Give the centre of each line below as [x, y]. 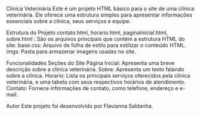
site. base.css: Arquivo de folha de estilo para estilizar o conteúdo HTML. [96, 45]
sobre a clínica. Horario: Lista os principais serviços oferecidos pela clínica [98, 76]
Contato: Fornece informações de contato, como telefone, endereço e [92, 88]
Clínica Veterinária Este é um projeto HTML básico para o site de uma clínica [100, 9]
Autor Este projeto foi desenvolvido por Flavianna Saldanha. [80, 106]
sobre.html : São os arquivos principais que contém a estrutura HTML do [96, 39]
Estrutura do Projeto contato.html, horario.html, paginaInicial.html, [87, 33]
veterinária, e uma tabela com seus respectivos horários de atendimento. [96, 82]
